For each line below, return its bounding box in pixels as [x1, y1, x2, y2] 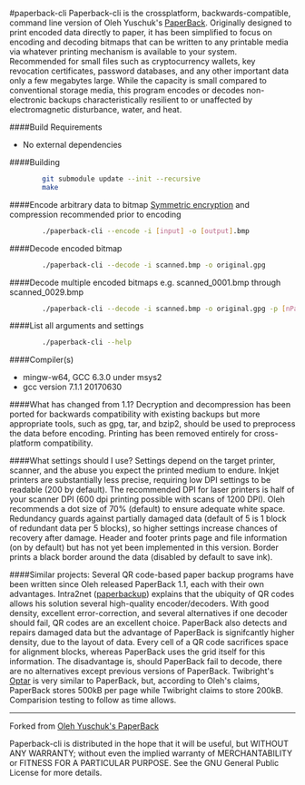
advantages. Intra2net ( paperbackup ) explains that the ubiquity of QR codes [9, 589, 295, 600]
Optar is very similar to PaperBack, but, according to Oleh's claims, [9, 675, 261, 686]
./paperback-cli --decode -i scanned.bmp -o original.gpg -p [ [42, 304, 286, 313]
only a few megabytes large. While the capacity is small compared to [9, 75, 268, 85]
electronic [9, 94, 47, 105]
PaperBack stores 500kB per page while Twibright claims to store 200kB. [9, 685, 284, 696]
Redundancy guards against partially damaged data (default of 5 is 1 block [9, 513, 288, 525]
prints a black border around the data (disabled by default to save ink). [9, 552, 273, 563]
